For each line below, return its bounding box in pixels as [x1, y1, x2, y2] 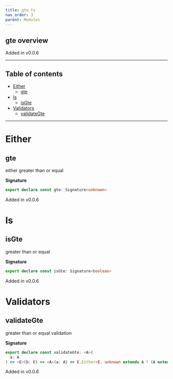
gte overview [5, 36, 48, 45]
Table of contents [5, 69, 63, 78]
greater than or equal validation [5, 330, 72, 336]
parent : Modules [5, 17, 40, 22]
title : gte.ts [5, 7, 36, 13]
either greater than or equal [5, 168, 64, 173]
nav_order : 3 [5, 12, 33, 17]
